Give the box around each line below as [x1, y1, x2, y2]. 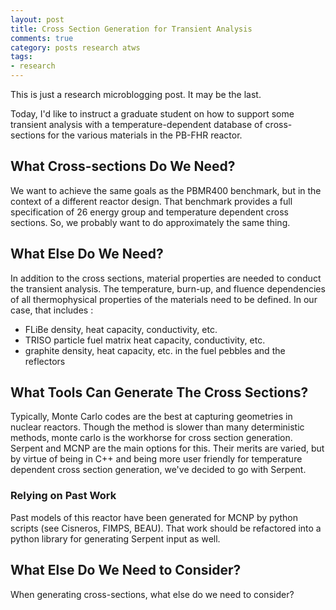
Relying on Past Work [10, 489, 117, 503]
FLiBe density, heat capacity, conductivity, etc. [24, 323, 218, 335]
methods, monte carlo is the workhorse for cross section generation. [10, 432, 293, 444]
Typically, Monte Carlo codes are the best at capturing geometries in [10, 411, 293, 423]
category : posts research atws [10, 42, 141, 53]
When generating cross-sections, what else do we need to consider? [10, 588, 295, 600]
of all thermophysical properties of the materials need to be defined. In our [10, 293, 318, 305]
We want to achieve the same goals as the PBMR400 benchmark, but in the [10, 184, 322, 196]
